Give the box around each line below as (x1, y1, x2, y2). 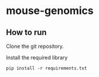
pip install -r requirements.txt (6, 65, 87, 71)
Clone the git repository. (6, 43, 64, 50)
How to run (6, 27, 47, 37)
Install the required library (6, 54, 68, 61)
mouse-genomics (6, 4, 94, 17)
